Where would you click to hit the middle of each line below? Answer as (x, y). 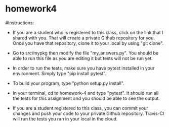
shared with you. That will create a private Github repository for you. (84, 38)
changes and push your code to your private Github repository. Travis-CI (88, 113)
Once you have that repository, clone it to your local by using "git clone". (88, 43)
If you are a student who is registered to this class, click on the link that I (88, 32)
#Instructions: (20, 23)
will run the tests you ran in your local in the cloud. (65, 118)
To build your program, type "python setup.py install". (69, 83)
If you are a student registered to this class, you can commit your (80, 108)
